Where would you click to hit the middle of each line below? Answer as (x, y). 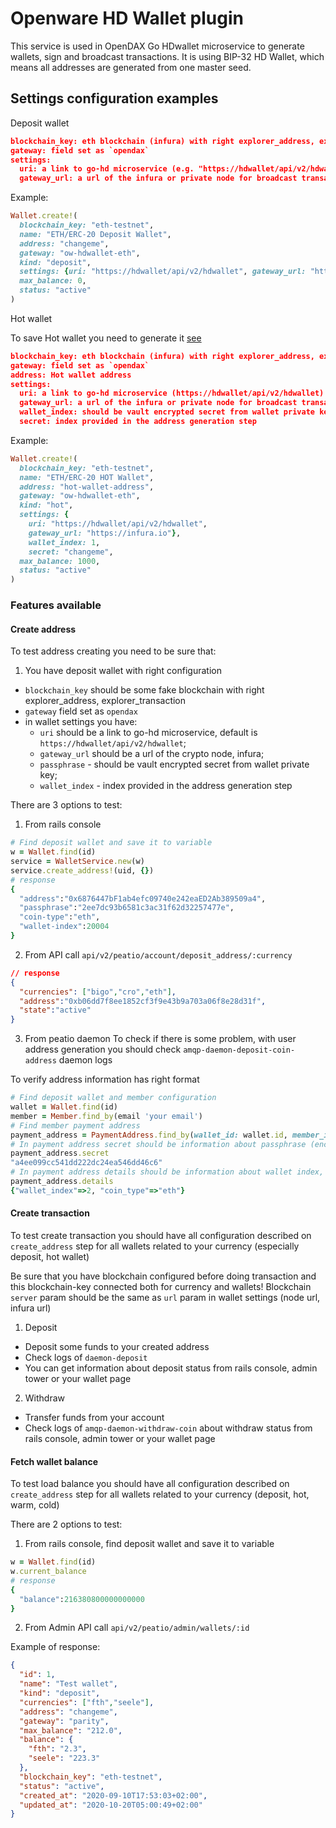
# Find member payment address (75, 1125)
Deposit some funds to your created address (117, 1346)
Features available (56, 605)
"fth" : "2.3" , (57, 1749)
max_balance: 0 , (53, 281)
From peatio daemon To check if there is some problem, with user (160, 1039)
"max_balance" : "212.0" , (71, 1730)
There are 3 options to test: (66, 805)
